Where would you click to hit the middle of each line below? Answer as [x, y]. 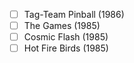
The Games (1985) [62, 26]
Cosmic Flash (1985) [66, 37]
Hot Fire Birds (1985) [66, 48]
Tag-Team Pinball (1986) [74, 14]
